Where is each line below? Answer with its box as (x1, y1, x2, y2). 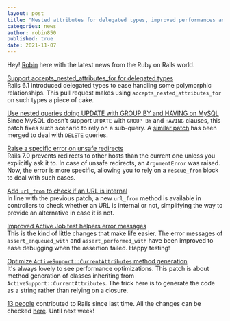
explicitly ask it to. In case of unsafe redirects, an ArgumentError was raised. (7, 159, 220, 167)
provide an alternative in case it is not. (7, 209, 115, 217)
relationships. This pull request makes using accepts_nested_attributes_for (7, 88, 222, 97)
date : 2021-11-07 (7, 42, 57, 49)
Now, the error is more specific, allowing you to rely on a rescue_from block (7, 166, 219, 174)
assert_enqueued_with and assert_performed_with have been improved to (7, 237, 214, 244)
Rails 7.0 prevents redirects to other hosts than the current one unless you (7, 152, 216, 160)
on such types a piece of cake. (7, 96, 94, 104)
